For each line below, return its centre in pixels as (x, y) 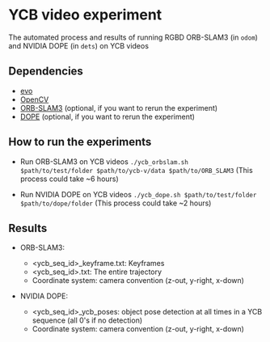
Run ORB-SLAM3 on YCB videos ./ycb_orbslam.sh (104, 161)
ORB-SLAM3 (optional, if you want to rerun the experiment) (119, 108)
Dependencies (46, 72)
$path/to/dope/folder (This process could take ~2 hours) (116, 203)
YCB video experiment (85, 15)
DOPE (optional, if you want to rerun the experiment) (108, 116)
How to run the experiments (80, 142)
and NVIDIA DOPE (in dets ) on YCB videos (79, 45)
